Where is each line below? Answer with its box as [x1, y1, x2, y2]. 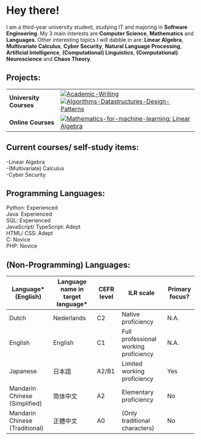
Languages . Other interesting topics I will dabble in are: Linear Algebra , [6, 36, 184, 43]
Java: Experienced [6, 210, 53, 218]
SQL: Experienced [6, 217, 51, 224]
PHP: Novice [6, 242, 38, 249]
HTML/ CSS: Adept [6, 230, 53, 237]
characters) [121, 424, 154, 432]
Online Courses [9, 118, 55, 126]
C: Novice [6, 236, 31, 243]
